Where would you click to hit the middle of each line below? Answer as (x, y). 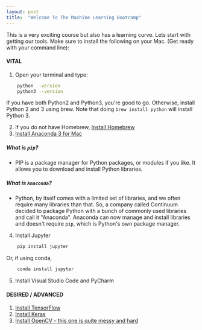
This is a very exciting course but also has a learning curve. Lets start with (99, 34)
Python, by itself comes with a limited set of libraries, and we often (98, 198)
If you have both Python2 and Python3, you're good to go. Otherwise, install (101, 103)
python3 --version (40, 91)
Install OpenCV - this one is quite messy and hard (77, 321)
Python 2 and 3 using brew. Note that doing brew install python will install (99, 109)
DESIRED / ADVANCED (35, 294)
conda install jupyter (46, 269)
